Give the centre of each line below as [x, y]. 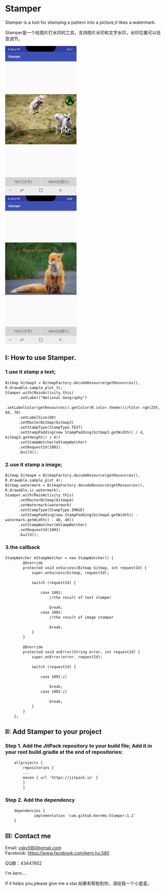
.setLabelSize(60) [37, 417]
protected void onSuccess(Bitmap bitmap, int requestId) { [85, 568]
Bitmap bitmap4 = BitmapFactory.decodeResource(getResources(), [73, 475]
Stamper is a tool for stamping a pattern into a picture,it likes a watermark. [81, 22]
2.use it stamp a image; [34, 464]
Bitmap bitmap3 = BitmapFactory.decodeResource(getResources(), [73, 383]
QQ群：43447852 [23, 863]
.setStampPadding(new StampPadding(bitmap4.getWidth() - [78, 515]
